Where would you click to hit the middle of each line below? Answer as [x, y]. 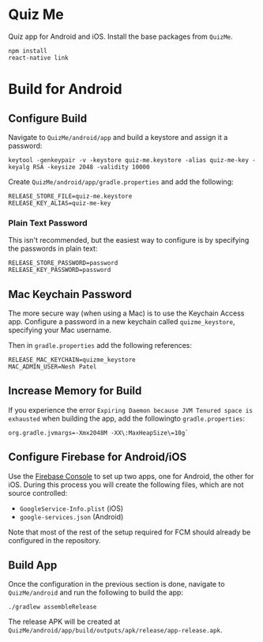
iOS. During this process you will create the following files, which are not [126, 485]
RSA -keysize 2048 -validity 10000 [91, 167]
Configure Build [48, 118]
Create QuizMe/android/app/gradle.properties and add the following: [121, 181]
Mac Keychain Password [70, 294]
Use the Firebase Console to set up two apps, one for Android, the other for [131, 476]
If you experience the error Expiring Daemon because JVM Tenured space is [130, 410]
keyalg [19, 167]
